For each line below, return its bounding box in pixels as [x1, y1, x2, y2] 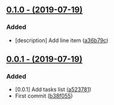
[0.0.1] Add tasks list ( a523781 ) [14, 86, 92, 93]
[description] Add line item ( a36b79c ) [14, 36, 109, 44]
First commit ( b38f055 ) [14, 92, 74, 100]
